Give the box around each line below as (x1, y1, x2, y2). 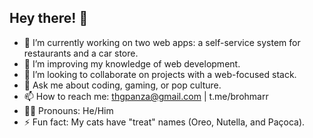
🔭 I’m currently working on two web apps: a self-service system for (23, 36, 301, 48)
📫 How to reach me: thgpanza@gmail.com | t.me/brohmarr (23, 90, 269, 102)
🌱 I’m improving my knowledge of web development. (23, 57, 241, 70)
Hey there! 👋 (9, 10, 89, 27)
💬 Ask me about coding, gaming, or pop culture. (23, 79, 222, 91)
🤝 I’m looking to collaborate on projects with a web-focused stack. (23, 68, 297, 80)
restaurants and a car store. (23, 47, 139, 59)
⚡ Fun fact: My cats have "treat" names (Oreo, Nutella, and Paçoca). (23, 116, 306, 128)
